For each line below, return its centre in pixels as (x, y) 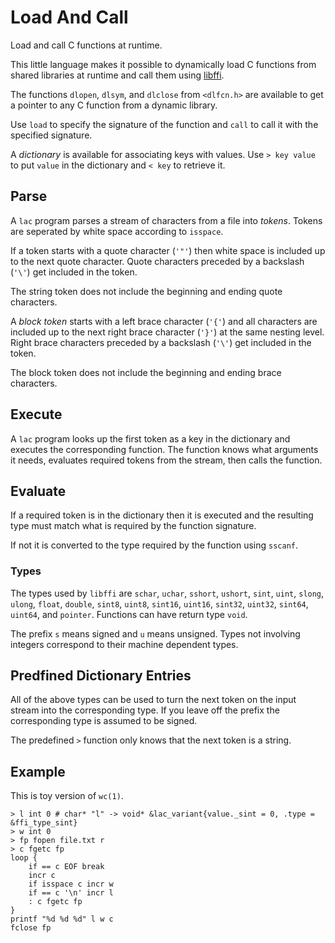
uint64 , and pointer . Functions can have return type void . (129, 614)
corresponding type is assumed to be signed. (104, 721)
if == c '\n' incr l (71, 893)
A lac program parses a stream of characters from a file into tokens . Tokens (166, 220)
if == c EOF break (66, 867)
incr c (42, 876)
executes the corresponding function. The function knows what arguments (164, 449)
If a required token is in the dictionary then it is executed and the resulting (162, 515)
